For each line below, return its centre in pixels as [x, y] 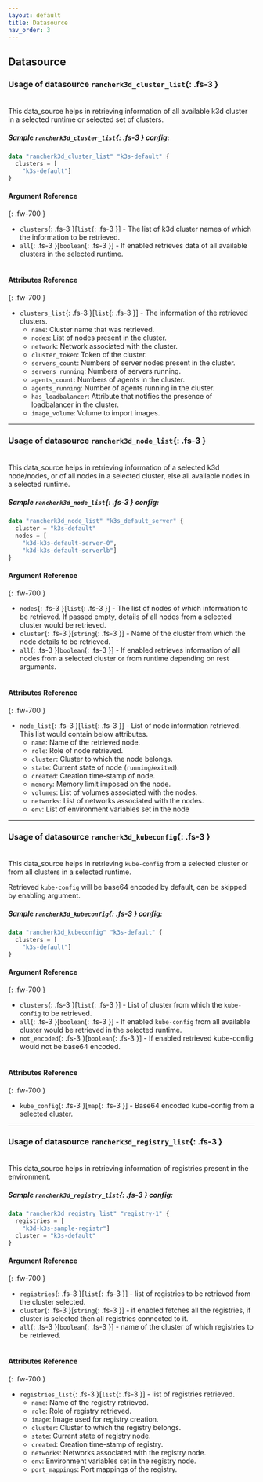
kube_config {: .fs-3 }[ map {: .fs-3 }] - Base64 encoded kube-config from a [137, 1106]
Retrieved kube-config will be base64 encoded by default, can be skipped [127, 887]
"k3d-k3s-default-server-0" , [70, 543]
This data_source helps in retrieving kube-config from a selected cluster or [128, 864]
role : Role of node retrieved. [77, 750]
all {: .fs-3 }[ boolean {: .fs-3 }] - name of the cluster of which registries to [137, 1326]
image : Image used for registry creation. [95, 1419]
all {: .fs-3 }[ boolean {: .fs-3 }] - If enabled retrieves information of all [130, 650]
